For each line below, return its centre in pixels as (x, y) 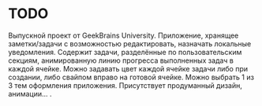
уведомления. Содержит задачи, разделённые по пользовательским (125, 52)
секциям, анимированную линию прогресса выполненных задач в (121, 60)
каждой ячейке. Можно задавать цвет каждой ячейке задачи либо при (128, 68)
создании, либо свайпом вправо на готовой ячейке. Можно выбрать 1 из (131, 77)
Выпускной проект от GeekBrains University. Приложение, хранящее (124, 35)
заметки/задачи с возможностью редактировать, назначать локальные (130, 43)
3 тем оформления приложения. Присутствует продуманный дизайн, (125, 85)
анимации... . (30, 93)
